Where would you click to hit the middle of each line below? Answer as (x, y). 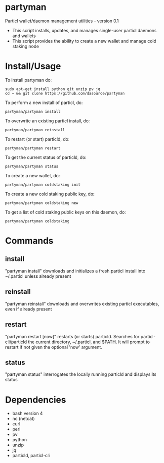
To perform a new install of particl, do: (44, 103)
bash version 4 (27, 413)
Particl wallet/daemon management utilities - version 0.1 (62, 21)
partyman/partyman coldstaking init (43, 185)
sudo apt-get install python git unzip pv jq (53, 89)
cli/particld (16, 342)
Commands (29, 241)
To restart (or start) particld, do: (37, 139)
